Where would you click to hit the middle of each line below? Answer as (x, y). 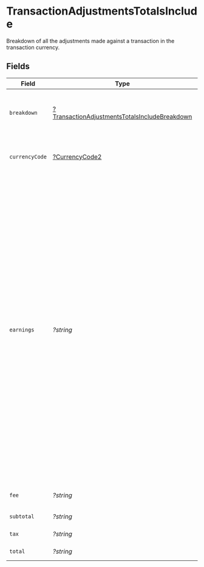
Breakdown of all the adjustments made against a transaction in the (90, 41)
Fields (18, 66)
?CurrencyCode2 (77, 157)
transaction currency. (33, 47)
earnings (22, 330)
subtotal (22, 516)
